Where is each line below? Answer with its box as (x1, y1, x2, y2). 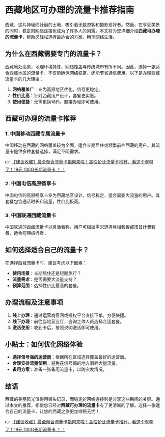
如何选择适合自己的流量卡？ (5, 246, 89, 254)
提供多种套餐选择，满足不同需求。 (13, 148, 82, 155)
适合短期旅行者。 (13, 230, 48, 236)
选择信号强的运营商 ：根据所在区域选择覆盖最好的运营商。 (12, 354, 129, 360)
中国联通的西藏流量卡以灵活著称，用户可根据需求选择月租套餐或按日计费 (5, 224, 151, 230)
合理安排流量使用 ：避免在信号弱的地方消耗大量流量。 (12, 360, 120, 366)
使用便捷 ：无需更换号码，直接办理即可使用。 (12, 99, 103, 105)
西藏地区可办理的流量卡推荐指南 (5, 4, 135, 16)
